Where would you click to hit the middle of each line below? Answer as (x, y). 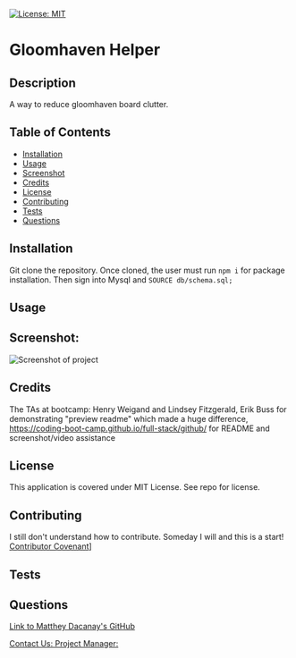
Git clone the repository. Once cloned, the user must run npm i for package (147, 270)
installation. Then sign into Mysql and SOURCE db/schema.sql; (121, 279)
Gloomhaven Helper (85, 50)
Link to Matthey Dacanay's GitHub (72, 627)
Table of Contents (60, 133)
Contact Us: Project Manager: (64, 644)
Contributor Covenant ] (51, 546)
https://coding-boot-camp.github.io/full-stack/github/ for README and (140, 428)
